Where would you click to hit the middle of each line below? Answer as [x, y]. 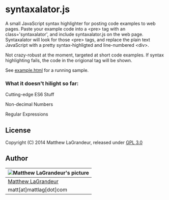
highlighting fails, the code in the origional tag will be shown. [69, 60]
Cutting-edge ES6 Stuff [30, 95]
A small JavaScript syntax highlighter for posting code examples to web [80, 23]
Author [17, 159]
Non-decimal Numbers [29, 104]
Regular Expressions [27, 114]
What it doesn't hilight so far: [42, 83]
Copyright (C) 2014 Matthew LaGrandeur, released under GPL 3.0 [74, 142]
